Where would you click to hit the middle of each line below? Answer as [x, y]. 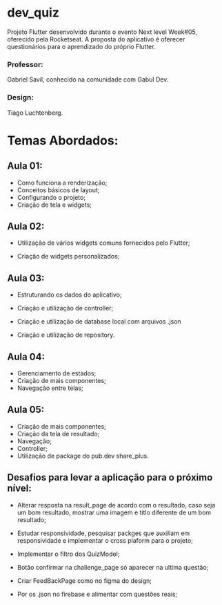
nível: [20, 488]
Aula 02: [26, 226]
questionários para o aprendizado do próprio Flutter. [81, 46]
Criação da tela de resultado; [58, 434]
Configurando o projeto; [51, 197]
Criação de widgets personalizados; [68, 257]
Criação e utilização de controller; [65, 308]
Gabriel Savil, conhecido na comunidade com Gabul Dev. [88, 80]
